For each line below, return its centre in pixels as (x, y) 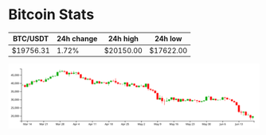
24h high (123, 39)
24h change (77, 39)
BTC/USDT (31, 39)
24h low (168, 39)
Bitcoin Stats (51, 15)
